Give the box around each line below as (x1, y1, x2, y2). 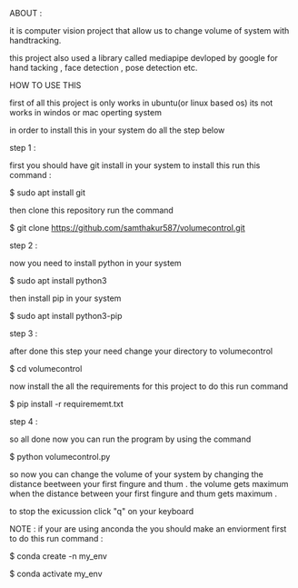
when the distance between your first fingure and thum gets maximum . (9, 488, 278, 499)
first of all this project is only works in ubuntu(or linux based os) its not (9, 97, 273, 108)
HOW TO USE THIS (9, 80, 82, 90)
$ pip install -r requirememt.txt (9, 399, 124, 409)
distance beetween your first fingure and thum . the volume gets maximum (9, 479, 289, 489)
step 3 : (9, 328, 38, 339)
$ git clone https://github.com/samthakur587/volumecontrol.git (9, 223, 245, 233)
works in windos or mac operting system (9, 107, 162, 117)
